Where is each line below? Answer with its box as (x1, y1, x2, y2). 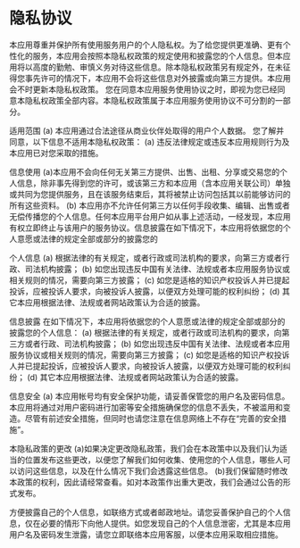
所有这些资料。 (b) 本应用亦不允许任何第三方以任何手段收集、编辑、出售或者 (9, 200, 290, 211)
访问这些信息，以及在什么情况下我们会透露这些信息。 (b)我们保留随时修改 (16, 465, 288, 476)
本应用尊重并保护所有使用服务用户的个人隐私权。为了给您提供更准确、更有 (9, 39, 283, 50)
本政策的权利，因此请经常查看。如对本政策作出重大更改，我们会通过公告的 (9, 477, 283, 487)
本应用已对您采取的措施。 (9, 147, 104, 158)
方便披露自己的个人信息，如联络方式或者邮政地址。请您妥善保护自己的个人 (9, 506, 283, 518)
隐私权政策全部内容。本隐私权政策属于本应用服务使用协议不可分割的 (24, 95, 275, 105)
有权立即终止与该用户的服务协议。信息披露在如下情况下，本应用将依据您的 (9, 222, 283, 233)
